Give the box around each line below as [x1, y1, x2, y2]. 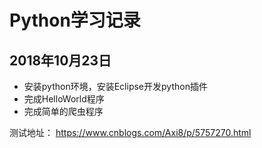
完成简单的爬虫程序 [23, 106, 104, 117]
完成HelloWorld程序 [23, 93, 105, 105]
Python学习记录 [9, 9, 141, 32]
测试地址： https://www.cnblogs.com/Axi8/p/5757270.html [9, 127, 252, 138]
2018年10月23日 [9, 52, 112, 69]
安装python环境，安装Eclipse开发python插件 [23, 81, 208, 92]
